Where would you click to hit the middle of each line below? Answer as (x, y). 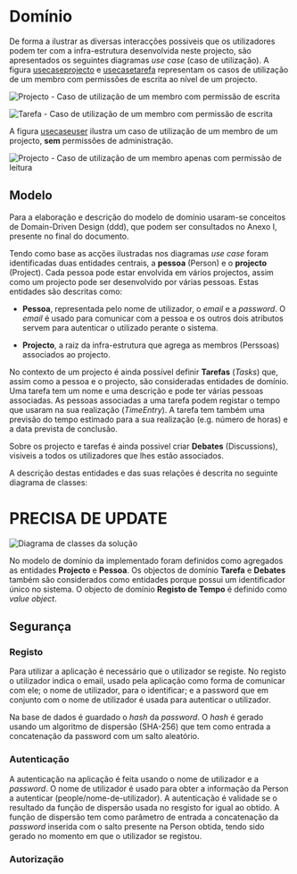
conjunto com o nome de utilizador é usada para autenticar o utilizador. (140, 700)
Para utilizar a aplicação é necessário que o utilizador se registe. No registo (148, 671)
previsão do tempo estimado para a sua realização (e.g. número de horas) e (148, 419)
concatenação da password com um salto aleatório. (104, 736)
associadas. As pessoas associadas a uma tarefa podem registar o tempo (145, 400)
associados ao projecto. (66, 354)
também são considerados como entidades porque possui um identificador (147, 579)
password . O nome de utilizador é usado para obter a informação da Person (149, 788)
